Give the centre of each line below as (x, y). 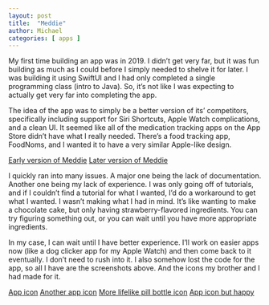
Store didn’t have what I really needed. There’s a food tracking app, (119, 136)
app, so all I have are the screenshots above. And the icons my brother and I (134, 268)
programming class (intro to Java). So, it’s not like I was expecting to (121, 87)
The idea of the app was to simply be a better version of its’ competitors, (128, 111)
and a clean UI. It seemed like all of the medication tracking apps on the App (134, 128)
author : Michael (35, 31)
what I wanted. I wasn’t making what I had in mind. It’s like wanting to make (132, 201)
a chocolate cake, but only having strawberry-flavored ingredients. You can (133, 210)
